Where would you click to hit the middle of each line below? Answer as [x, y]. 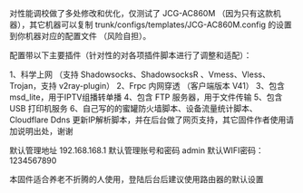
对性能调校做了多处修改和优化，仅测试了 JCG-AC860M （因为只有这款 [142, 13]
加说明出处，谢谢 [41, 131]
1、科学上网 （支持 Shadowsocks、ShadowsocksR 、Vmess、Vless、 [140, 74]
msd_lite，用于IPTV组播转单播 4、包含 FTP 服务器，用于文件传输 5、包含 [146, 97]
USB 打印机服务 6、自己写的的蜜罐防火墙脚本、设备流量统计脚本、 [134, 108]
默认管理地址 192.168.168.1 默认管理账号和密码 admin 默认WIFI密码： [137, 150]
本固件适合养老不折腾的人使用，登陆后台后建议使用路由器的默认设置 [137, 179]
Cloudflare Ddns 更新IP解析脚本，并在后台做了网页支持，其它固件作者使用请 [152, 120]
